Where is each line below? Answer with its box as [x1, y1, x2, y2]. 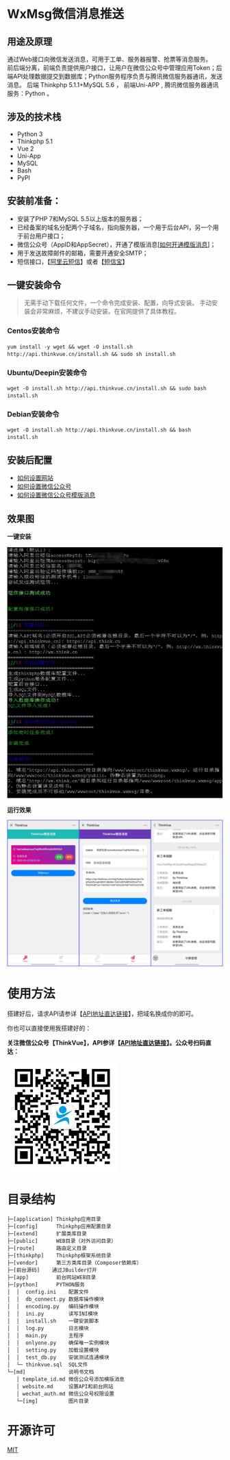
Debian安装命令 [7, 409, 60, 418]
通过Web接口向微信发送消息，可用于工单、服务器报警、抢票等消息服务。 [7, 55, 212, 63]
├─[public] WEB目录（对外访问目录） [7, 1237, 116, 1245]
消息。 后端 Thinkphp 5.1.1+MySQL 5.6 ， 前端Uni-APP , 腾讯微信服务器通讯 [7, 81, 219, 89]
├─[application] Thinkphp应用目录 [7, 1216, 101, 1223]
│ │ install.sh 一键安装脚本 [7, 1318, 99, 1325]
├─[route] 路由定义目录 [7, 1245, 87, 1252]
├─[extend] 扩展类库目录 [7, 1231, 87, 1237]
